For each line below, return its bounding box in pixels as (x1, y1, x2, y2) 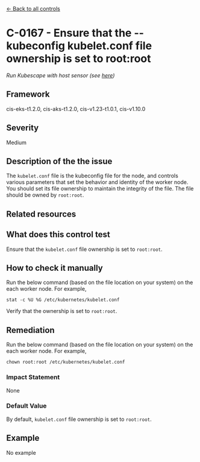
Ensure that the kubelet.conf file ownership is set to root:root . (6, 245, 163, 253)
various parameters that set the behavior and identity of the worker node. (6, 179, 189, 186)
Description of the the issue (6, 156, 113, 166)
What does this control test (6, 229, 110, 240)
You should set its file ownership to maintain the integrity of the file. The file (6, 185, 194, 192)
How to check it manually (6, 262, 104, 273)
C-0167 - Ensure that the (6, 27, 132, 40)
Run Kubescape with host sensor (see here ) (6, 72, 115, 79)
